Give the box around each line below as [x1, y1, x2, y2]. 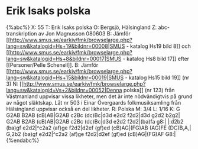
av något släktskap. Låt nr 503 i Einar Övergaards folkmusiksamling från [6, 99, 181, 106]
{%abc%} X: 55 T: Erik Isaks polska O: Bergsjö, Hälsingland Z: [6, 24, 157, 31]
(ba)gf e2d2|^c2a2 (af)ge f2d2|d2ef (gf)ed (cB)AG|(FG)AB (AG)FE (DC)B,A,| [6, 124, 191, 131]
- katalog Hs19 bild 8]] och [126, 43, 191, 50]
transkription [6, 30, 37, 37]
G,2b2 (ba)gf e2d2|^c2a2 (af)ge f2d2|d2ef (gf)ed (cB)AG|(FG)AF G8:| [6, 130, 176, 137]
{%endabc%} [6, 137, 40, 144]
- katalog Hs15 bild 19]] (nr [125, 74, 190, 81]
